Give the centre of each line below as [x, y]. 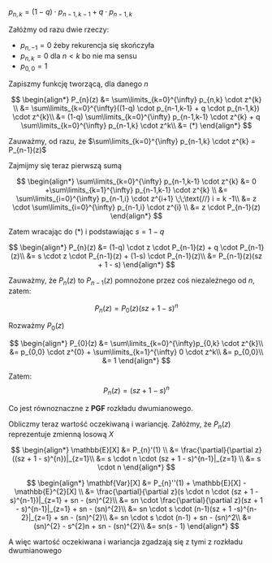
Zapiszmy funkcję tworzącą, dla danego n [78, 84]
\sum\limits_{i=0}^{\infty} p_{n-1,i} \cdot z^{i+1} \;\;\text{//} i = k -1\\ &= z [136, 199]
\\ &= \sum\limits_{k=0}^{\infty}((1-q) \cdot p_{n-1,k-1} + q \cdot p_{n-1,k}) [136, 108]
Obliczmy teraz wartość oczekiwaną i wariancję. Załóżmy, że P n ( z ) [120, 424]
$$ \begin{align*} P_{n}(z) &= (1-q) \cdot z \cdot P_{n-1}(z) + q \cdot [123, 248]
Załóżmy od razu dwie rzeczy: [59, 29]
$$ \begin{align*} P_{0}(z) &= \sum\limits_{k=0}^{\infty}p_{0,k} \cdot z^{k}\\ [136, 344]
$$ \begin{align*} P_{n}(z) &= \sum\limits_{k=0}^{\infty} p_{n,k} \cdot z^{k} [136, 100]
